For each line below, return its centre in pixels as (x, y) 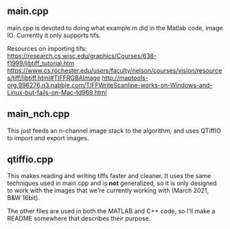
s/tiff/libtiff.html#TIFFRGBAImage (54, 78)
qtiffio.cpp (30, 160)
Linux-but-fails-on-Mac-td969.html (57, 92)
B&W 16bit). (23, 198)
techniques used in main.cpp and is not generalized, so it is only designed (112, 183)
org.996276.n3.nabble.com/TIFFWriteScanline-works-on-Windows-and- (110, 85)
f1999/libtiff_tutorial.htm (41, 63)
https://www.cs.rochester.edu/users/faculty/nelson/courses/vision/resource (115, 70)
